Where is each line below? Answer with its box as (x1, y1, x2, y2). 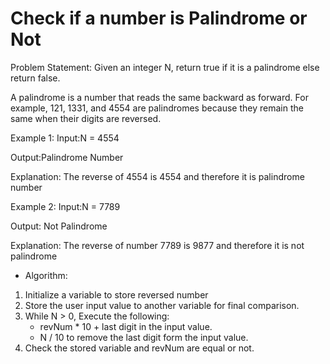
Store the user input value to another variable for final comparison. (24, 299, 300, 311)
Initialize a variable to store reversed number (24, 288, 209, 301)
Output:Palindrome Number (10, 151, 124, 163)
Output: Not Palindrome (10, 220, 108, 232)
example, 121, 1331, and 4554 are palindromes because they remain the (10, 102, 304, 114)
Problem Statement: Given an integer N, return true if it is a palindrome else (10, 61, 320, 73)
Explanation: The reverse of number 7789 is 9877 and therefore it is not (10, 239, 305, 251)
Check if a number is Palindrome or (10, 7, 308, 30)
